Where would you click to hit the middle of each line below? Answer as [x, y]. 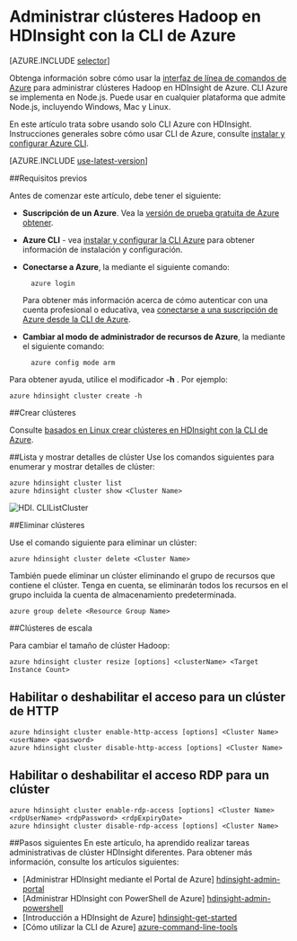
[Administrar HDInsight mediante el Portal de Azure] [118, 879]
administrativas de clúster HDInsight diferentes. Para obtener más [131, 852]
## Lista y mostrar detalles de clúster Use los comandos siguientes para [142, 457]
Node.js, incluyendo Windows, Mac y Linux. [90, 106]
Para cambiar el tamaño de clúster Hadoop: [90, 645]
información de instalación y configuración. [102, 249]
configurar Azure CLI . [49, 143]
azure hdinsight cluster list [66, 483]
